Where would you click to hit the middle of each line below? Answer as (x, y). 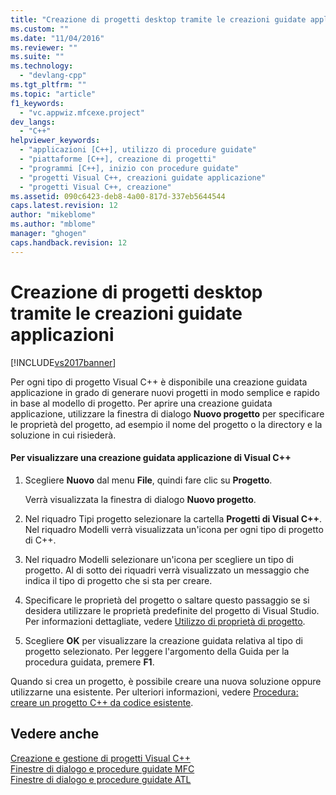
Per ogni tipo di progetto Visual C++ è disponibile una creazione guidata (159, 382)
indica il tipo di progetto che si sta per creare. (118, 580)
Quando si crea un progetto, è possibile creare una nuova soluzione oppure (166, 681)
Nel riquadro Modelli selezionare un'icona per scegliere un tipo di (159, 559)
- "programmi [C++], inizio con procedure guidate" (129, 168)
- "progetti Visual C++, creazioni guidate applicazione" (143, 177)
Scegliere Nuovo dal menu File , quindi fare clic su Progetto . (148, 480)
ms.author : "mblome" (53, 224)
